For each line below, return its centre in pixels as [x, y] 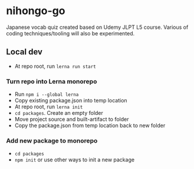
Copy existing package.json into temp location [71, 101]
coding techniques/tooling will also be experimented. [70, 33]
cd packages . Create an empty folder [59, 113]
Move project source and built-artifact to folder [72, 120]
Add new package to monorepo [52, 141]
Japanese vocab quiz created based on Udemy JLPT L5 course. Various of [97, 27]
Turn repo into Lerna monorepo [52, 81]
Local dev [24, 52]
